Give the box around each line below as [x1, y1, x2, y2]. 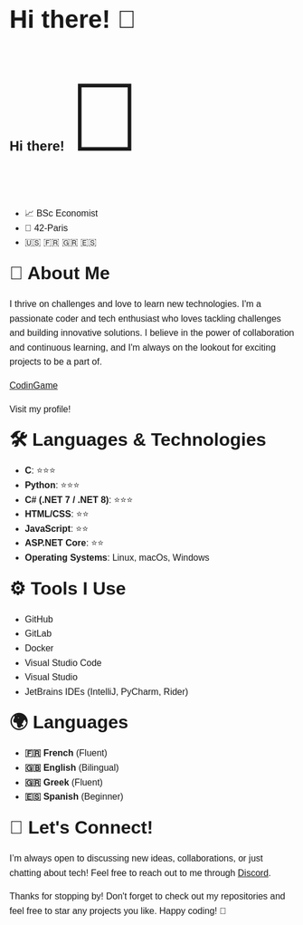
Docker [24, 642, 54, 653]
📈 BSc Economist [24, 208, 99, 219]
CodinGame [9, 381, 59, 391]
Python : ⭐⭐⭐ [24, 479, 80, 490]
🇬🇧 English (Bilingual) [24, 763, 119, 774]
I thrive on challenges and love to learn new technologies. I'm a [9, 299, 262, 310]
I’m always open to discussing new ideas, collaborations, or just [9, 853, 264, 864]
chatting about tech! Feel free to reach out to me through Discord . [9, 867, 271, 878]
